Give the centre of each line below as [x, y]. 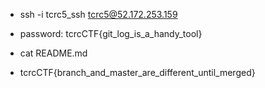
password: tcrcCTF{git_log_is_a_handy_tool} [111, 33]
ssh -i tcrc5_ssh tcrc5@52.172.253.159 [98, 14]
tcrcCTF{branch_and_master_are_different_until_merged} [137, 72]
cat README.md [53, 53]
